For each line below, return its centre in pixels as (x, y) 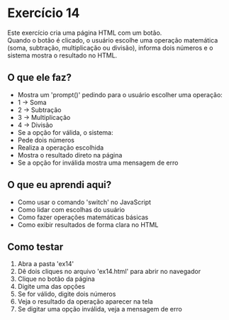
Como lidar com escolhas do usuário (71, 209)
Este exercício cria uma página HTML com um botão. (85, 33)
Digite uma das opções (51, 287)
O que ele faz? (40, 78)
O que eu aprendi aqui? (60, 185)
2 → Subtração (39, 110)
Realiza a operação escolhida (61, 148)
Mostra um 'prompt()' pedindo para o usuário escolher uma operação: (120, 94)
